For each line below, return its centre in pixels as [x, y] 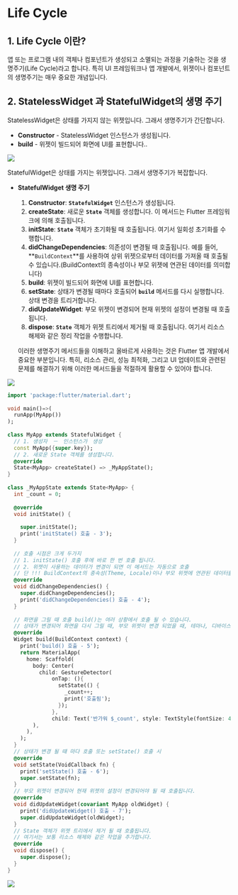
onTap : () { [68, 679]
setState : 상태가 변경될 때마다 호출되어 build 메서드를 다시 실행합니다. [126, 291]
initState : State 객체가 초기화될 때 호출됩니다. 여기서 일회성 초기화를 [123, 229]
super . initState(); [49, 527]
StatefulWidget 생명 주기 [53, 187]
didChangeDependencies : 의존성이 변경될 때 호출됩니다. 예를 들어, [123, 247]
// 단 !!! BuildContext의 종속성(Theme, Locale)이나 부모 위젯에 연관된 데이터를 [123, 573]
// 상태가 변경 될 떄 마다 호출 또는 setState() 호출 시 [87, 752]
